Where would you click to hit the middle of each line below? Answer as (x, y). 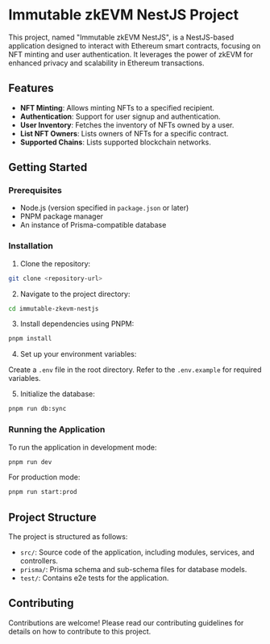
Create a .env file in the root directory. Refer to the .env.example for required (135, 370)
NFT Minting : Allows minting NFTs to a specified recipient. (117, 107)
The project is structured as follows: (68, 537)
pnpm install (30, 339)
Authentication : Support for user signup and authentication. (120, 116)
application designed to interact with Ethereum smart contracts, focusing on (135, 45)
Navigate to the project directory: (75, 294)
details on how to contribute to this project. (80, 631)
